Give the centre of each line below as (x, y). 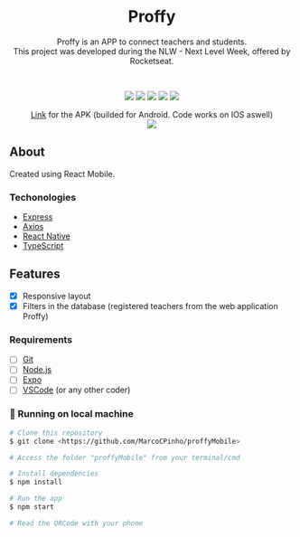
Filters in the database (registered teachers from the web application (150, 306)
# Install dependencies (54, 474)
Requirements (41, 339)
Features (35, 274)
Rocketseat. (152, 61)
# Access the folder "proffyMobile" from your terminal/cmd (125, 457)
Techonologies (43, 197)
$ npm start (32, 507)
